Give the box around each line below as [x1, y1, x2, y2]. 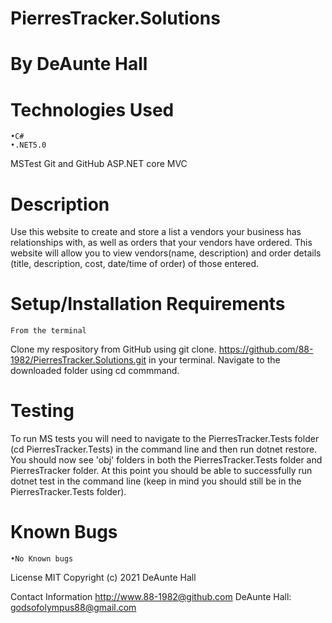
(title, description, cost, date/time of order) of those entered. [10, 258, 260, 270]
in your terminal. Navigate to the [148, 354, 281, 366]
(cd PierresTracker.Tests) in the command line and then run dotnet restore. [10, 443, 318, 456]
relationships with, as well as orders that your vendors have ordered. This [10, 237, 313, 249]
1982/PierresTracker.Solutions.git [10, 354, 147, 366]
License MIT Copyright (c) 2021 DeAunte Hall [10, 572, 197, 584]
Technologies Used [10, 98, 175, 121]
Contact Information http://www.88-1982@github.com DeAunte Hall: [10, 591, 292, 603]
